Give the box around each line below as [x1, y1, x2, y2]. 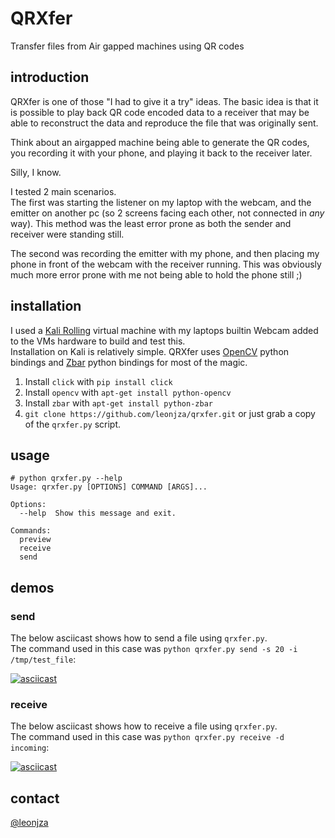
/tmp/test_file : [10, 653, 77, 666]
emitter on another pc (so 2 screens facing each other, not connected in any [10, 207, 325, 219]
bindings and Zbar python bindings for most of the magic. [10, 356, 248, 368]
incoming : [10, 742, 50, 754]
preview [19, 535, 52, 545]
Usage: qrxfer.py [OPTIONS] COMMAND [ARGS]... [10, 482, 208, 492]
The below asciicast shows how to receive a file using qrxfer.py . [10, 720, 278, 732]
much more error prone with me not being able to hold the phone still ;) [10, 268, 303, 281]
